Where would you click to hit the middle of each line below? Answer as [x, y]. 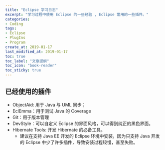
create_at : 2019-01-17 [29, 47]
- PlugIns [15, 38]
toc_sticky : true [23, 70]
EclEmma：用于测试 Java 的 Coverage [52, 111]
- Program [15, 42]
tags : [11, 28]
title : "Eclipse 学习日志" [32, 10]
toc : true [15, 56]
